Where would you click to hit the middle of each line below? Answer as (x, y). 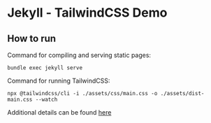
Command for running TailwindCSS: (59, 81)
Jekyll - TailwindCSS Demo (87, 13)
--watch (46, 99)
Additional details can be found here (59, 112)
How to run (32, 39)
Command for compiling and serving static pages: (79, 55)
